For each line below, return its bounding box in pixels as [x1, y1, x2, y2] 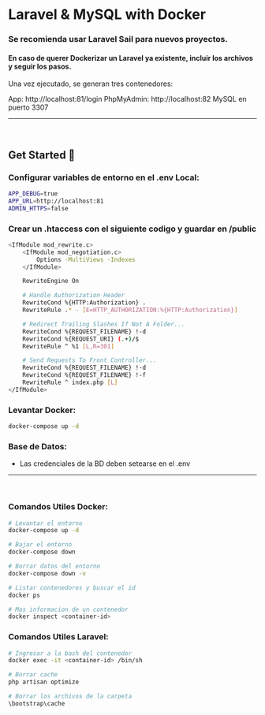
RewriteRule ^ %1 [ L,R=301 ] [22, 342, 114, 350]
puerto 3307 [8, 102, 49, 112]
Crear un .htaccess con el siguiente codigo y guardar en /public [8, 223, 257, 234]
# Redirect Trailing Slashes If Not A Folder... [22, 320, 185, 328]
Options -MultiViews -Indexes [36, 255, 136, 263]
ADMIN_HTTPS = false [8, 204, 69, 212]
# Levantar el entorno [8, 519, 83, 527]
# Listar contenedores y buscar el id [8, 583, 136, 592]
